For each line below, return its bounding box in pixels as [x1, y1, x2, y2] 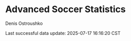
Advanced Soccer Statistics [5, 4, 126, 15]
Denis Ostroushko [5, 20, 43, 26]
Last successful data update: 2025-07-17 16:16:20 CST [5, 30, 121, 36]
